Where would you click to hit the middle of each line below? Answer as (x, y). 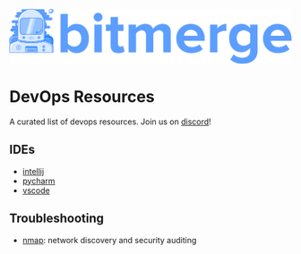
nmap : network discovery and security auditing (109, 240)
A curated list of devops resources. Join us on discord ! (111, 122)
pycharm (39, 181)
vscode (36, 190)
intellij (33, 171)
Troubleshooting (57, 219)
